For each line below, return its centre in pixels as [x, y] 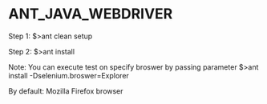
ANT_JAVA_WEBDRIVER [91, 14]
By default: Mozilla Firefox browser [66, 91]
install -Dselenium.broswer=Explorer [69, 75]
